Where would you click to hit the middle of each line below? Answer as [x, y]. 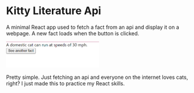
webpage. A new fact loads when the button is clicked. [73, 33]
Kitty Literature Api [54, 11]
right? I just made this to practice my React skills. [65, 83]
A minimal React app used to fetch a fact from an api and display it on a [93, 27]
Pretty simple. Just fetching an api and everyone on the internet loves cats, [97, 77]
